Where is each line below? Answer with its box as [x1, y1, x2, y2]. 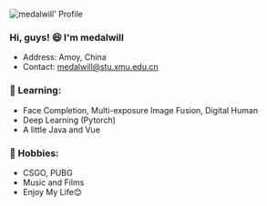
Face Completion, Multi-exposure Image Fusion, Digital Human [22, 104, 258, 115]
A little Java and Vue [22, 123, 100, 135]
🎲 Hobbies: [9, 146, 59, 159]
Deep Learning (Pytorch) [22, 114, 117, 125]
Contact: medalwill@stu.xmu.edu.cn [22, 62, 159, 73]
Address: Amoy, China [22, 52, 107, 63]
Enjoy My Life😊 [22, 186, 83, 197]
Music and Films [22, 177, 85, 188]
